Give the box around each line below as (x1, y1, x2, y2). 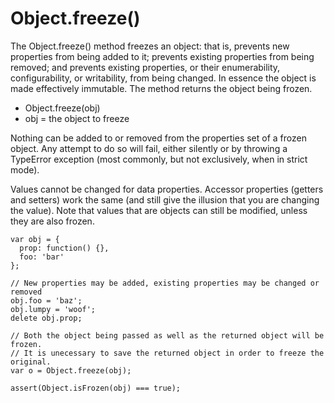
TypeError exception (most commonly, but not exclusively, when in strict (10, 153, 308, 165)
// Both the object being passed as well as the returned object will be (10, 330, 325, 341)
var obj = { (10, 234, 60, 244)
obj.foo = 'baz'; (10, 295, 83, 306)
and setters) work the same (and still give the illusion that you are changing (10, 193, 320, 206)
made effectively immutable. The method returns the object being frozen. (10, 82, 313, 94)
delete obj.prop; (10, 313, 83, 323)
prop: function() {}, (19, 243, 110, 253)
